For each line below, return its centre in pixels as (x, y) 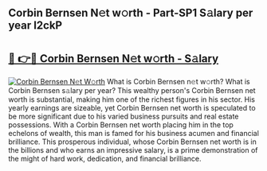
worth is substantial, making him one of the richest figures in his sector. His (132, 99)
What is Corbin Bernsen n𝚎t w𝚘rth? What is (179, 82)
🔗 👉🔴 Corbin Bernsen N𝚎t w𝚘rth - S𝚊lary (114, 58)
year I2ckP (35, 26)
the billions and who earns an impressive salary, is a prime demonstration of (133, 150)
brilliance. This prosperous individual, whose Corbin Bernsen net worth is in (132, 142)
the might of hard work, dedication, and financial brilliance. (105, 159)
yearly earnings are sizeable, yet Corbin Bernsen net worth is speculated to (132, 108)
